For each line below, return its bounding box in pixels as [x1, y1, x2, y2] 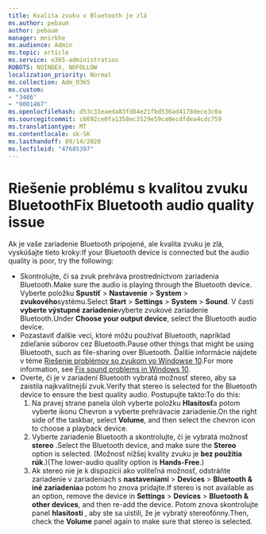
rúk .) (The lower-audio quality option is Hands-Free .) [31, 458, 205, 467]
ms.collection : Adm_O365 [8, 78, 91, 86]
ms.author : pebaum [8, 19, 69, 27]
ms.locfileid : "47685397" [8, 145, 94, 153]
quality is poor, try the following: [8, 256, 114, 266]
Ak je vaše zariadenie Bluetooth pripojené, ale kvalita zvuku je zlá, [8, 240, 225, 249]
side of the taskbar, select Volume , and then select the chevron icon [31, 415, 256, 425]
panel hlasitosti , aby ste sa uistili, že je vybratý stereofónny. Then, [31, 509, 249, 518]
